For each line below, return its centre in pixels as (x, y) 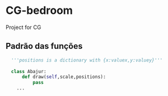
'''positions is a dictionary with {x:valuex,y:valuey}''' (87, 60)
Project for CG (24, 27)
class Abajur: (29, 71)
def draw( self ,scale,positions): (64, 77)
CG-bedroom (39, 11)
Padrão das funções (44, 46)
